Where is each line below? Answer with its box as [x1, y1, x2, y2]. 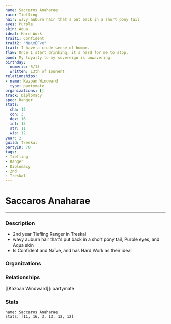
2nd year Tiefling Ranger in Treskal [12, 231, 87, 237]
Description [5, 220, 35, 227]
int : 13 [10, 121, 26, 126]
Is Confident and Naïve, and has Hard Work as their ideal [12, 248, 132, 254]
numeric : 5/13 [10, 64, 40, 69]
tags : [5, 150, 17, 155]
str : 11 [10, 126, 26, 131]
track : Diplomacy [5, 93, 42, 98]
